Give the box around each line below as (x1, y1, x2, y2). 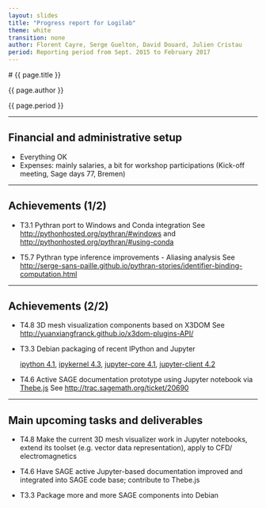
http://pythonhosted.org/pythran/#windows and (19, 229, 177, 238)
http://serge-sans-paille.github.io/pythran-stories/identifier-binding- (19, 260, 243, 270)
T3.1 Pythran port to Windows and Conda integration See (19, 220, 206, 229)
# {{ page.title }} (8, 70, 62, 79)
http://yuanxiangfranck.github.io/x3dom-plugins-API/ (19, 329, 194, 339)
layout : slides (8, 11, 59, 20)
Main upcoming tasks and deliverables (8, 413, 203, 427)
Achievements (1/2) (8, 199, 107, 213)
